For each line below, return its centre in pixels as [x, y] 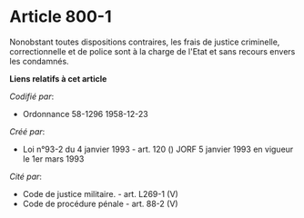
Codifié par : [32, 96]
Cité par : [26, 176]
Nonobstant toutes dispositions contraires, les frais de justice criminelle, [145, 42]
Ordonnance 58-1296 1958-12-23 [85, 114]
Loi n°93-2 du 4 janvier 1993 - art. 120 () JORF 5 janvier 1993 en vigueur [158, 149]
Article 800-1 [61, 17]
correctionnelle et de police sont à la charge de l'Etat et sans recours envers [152, 51]
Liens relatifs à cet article [58, 78]
